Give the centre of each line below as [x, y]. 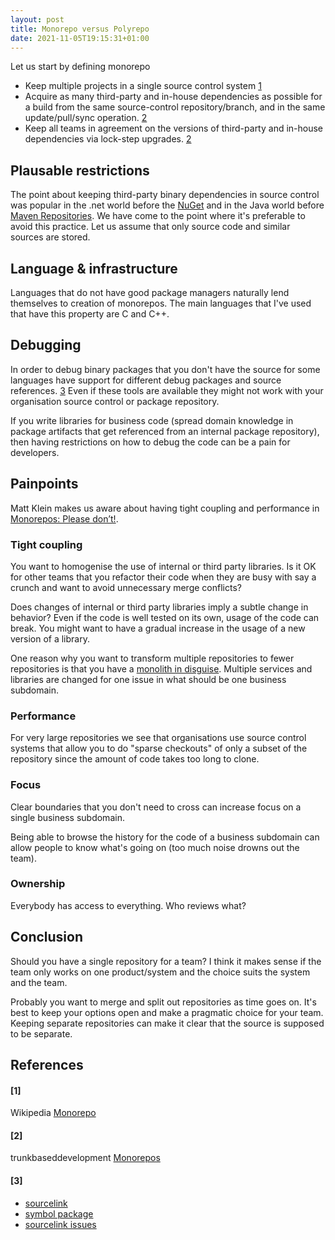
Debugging [46, 345]
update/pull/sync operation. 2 [86, 118]
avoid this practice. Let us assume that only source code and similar [150, 227]
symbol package [59, 1213]
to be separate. [41, 1033]
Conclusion [47, 937]
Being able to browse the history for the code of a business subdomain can [165, 837]
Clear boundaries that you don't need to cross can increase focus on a [156, 807]
